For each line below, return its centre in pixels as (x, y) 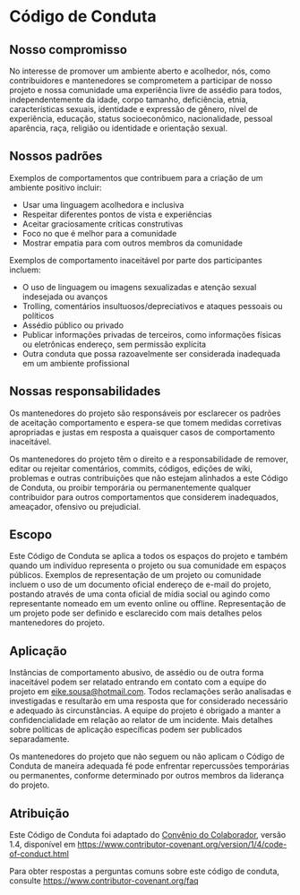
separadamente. (39, 739)
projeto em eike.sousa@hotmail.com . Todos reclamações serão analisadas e (150, 692)
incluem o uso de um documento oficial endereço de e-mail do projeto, (140, 585)
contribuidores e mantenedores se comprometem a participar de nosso (141, 81)
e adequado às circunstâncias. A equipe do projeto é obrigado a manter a (145, 710)
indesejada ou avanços (65, 297)
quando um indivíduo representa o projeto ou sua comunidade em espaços (148, 565)
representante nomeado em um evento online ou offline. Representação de (148, 604)
